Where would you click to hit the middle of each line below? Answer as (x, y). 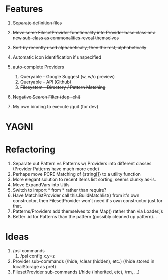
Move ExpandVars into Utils (41, 185)
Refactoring (30, 150)
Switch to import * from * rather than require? (59, 190)
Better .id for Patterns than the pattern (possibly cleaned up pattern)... (85, 217)
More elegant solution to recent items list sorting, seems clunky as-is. (84, 180)
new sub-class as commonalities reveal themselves (66, 38)
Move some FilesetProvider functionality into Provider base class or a (84, 32)
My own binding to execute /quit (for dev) (55, 106)
